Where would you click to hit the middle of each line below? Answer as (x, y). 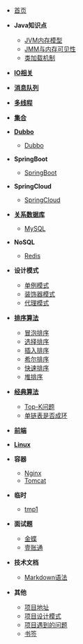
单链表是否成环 (46, 415)
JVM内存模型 (43, 40)
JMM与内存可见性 (50, 49)
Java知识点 (30, 25)
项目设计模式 (43, 616)
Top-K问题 (39, 406)
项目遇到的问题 (46, 625)
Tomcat (35, 480)
